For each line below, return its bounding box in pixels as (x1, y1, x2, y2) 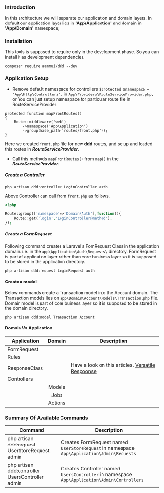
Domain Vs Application (5, 325, 53, 331)
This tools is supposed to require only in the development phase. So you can (5, 48, 159, 55)
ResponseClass (7, 364, 43, 371)
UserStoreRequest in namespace (61, 445, 135, 452)
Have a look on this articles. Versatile (70, 361, 155, 368)
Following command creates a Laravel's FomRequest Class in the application (5, 243, 159, 249)
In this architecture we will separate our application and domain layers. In (5, 15, 152, 21)
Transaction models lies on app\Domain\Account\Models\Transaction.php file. (5, 295, 159, 301)
